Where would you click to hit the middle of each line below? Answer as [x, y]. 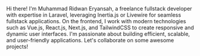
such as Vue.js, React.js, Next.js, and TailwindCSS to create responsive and [100, 27]
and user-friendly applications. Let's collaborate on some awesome [90, 40]
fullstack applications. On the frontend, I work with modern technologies [96, 21]
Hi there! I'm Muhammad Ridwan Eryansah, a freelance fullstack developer [99, 9]
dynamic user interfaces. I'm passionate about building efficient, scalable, [98, 34]
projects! [17, 46]
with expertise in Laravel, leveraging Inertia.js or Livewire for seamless [94, 15]
